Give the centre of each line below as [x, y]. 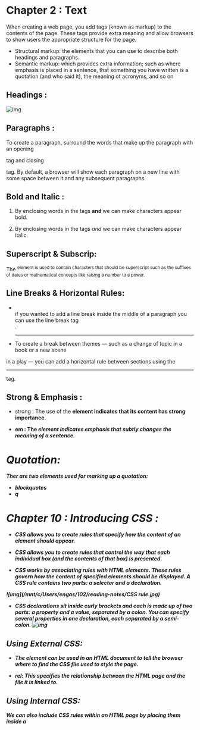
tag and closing [25, 160]
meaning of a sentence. [45, 436]
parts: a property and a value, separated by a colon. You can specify [102, 612]
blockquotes [31, 488]
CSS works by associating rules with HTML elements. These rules [98, 570]
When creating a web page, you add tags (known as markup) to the [89, 27]
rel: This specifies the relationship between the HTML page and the [100, 676]
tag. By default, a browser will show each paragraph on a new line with [93, 172]
